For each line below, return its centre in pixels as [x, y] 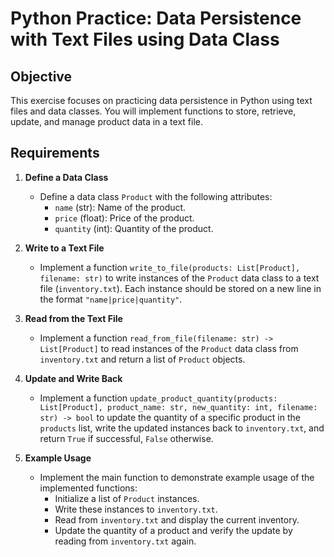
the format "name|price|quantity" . [111, 299]
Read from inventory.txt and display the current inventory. [177, 519]
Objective [41, 76]
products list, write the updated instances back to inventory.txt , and [182, 428]
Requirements [55, 153]
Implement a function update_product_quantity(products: [158, 398]
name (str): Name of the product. [120, 207]
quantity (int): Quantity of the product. [134, 228]
